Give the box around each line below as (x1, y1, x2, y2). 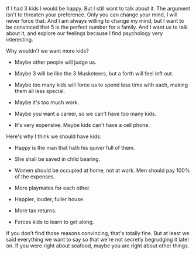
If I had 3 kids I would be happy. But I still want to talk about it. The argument (6, 5, 191, 12)
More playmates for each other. (14, 184, 91, 191)
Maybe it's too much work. (14, 99, 79, 106)
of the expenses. (14, 173, 56, 180)
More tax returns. (14, 207, 57, 214)
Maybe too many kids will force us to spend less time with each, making (14, 81, 188, 88)
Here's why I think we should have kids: (6, 133, 102, 140)
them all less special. (14, 88, 66, 94)
